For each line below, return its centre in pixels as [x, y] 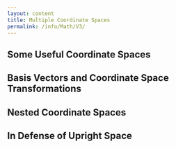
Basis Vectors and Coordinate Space [88, 78]
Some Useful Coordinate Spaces [79, 54]
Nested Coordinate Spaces [67, 112]
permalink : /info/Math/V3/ [46, 26]
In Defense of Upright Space [70, 136]
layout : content [31, 13]
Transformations [45, 89]
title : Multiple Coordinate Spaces [59, 20]
